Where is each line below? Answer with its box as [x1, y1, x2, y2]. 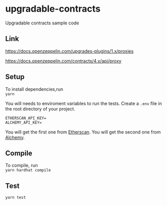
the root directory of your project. [5, 106, 75, 112]
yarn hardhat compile [5, 168, 51, 173]
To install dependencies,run [5, 86, 63, 92]
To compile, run [5, 162, 38, 168]
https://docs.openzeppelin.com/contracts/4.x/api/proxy [5, 58, 122, 64]
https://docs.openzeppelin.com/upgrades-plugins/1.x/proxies [5, 48, 133, 54]
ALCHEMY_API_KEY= [5, 120, 42, 125]
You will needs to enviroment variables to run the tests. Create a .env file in [5, 100, 162, 107]
